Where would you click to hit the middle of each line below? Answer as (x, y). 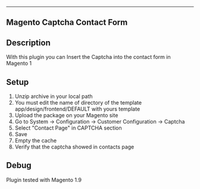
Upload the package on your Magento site (66, 115)
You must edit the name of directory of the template (78, 103)
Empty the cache (36, 141)
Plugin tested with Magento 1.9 (44, 179)
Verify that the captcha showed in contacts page (74, 147)
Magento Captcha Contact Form (67, 22)
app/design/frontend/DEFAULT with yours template (77, 109)
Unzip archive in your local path (54, 96)
